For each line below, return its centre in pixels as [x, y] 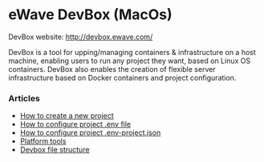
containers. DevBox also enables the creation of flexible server [112, 69]
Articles [24, 98]
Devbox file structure [55, 150]
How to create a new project [67, 116]
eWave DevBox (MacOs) [90, 15]
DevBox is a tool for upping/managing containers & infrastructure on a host [132, 52]
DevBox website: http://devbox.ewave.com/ [81, 37]
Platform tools [43, 141]
